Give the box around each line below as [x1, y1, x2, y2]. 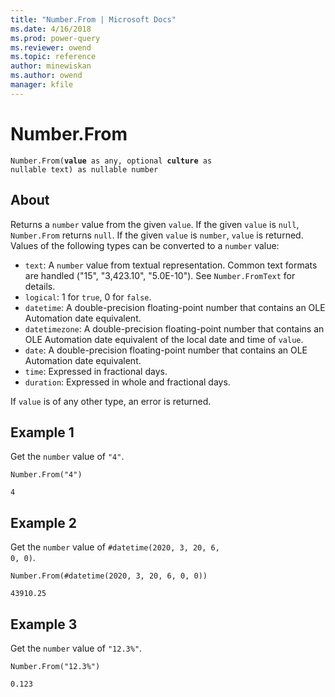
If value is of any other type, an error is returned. [10, 395, 212, 407]
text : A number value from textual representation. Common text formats [24, 259, 318, 271]
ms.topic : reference [10, 52, 97, 62]
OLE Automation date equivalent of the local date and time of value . [24, 333, 304, 345]
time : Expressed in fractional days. [24, 365, 168, 377]
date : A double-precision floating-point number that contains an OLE [24, 344, 308, 356]
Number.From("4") [10, 470, 83, 480]
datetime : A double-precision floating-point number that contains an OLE [24, 301, 326, 313]
